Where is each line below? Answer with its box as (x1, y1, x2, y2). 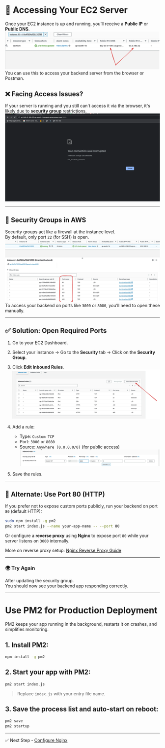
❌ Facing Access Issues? (5, 90, 83, 98)
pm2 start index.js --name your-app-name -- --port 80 (5, 524, 120, 529)
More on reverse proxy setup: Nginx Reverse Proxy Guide (5, 547, 122, 553)
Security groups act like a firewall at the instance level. (5, 229, 115, 235)
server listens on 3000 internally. (5, 537, 70, 544)
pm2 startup (5, 724, 29, 729)
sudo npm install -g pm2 (5, 519, 56, 524)
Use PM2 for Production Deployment (5, 605, 158, 616)
